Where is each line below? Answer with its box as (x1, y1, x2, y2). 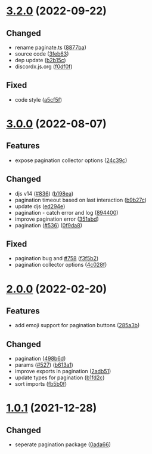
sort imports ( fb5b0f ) (14, 380, 67, 388)
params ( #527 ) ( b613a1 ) (14, 361, 73, 368)
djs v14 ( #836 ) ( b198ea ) (14, 190, 74, 197)
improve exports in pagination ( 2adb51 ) (14, 368, 111, 375)
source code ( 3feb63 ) (14, 50, 69, 57)
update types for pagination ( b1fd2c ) (14, 374, 105, 381)
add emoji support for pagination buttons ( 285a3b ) (14, 322, 140, 329)
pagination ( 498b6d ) (14, 355, 66, 362)
